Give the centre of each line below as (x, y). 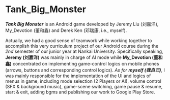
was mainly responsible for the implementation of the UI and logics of (78, 76)
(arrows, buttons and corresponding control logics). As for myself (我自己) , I (85, 70)
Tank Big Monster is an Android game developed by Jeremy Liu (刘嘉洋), (82, 24)
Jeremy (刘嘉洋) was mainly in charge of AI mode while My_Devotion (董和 (84, 57)
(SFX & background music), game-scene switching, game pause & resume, (84, 86)
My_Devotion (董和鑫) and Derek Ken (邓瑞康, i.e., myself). (66, 30)
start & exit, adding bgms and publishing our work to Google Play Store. (80, 92)
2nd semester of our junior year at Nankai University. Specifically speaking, (84, 51)
